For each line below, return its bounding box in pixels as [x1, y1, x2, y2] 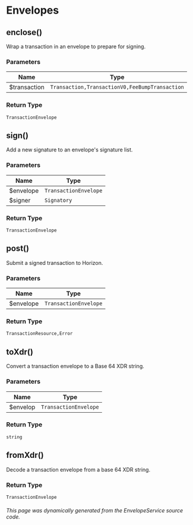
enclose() [6, 27, 43, 37]
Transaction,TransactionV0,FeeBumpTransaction [50, 84, 184, 91]
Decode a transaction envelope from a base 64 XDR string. [6, 466, 150, 473]
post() [6, 243, 30, 254]
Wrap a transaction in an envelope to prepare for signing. [6, 43, 146, 50]
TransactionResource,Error [6, 331, 73, 337]
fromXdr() [6, 450, 44, 460]
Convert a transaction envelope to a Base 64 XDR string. [6, 363, 144, 370]
